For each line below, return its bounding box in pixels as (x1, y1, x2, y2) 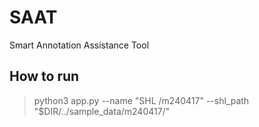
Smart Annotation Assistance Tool (9, 39, 150, 51)
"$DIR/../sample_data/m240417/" (33, 105, 171, 117)
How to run (9, 68, 80, 85)
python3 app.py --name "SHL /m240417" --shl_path (33, 94, 250, 106)
